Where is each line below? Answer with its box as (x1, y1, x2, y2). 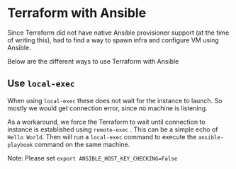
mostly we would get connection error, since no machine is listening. (7, 104, 208, 112)
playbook (7, 141, 33, 148)
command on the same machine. (34, 140, 130, 148)
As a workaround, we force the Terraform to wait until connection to (7, 117, 206, 126)
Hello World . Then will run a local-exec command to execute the (7, 132, 197, 141)
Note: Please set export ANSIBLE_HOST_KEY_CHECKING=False (7, 153, 178, 162)
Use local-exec (7, 78, 76, 90)
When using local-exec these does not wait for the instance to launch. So (7, 96, 223, 105)
